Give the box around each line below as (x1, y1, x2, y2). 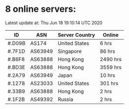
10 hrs (99, 72, 115, 78)
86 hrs (99, 48, 115, 55)
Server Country (57, 31, 95, 38)
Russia (57, 96, 73, 103)
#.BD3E (7, 64, 26, 71)
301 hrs (99, 80, 119, 87)
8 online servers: (5, 3, 76, 15)
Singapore (57, 48, 82, 55)
